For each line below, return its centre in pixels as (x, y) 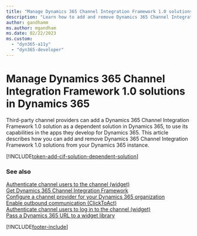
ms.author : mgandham (31, 28)
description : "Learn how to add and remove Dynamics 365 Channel (87, 17)
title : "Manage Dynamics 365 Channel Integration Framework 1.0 (86, 11)
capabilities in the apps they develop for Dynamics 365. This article (87, 132)
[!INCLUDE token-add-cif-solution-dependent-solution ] (72, 156)
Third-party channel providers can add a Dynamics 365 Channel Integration (98, 120)
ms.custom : (19, 39)
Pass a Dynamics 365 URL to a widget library (61, 215)
